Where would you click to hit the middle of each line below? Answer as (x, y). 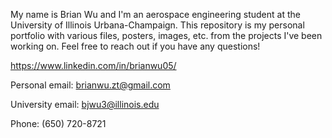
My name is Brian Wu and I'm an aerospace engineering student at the (155, 14)
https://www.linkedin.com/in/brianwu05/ (93, 65)
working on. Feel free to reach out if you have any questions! (135, 46)
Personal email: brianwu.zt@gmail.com (90, 85)
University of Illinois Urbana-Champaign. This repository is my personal (157, 25)
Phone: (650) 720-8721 (58, 123)
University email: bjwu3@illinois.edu (85, 104)
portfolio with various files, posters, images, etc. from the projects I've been (166, 35)
